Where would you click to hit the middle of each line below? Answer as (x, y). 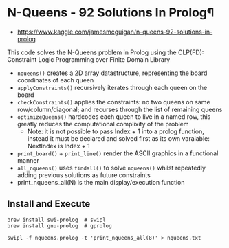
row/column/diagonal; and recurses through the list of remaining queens (120, 109)
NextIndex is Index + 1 (59, 146)
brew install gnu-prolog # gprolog (59, 226)
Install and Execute (49, 204)
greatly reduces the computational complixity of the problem (103, 124)
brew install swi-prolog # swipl (57, 220)
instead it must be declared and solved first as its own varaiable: (118, 138)
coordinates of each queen (55, 80)
